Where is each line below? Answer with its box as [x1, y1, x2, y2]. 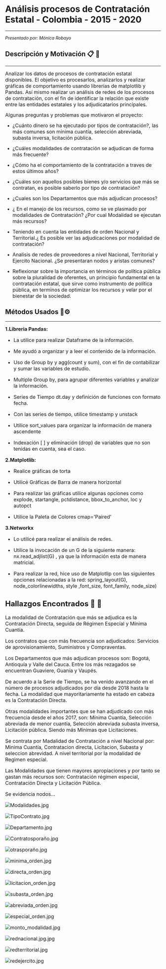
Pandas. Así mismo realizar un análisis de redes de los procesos [5, 88, 155, 95]
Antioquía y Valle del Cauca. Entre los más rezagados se [5, 661, 136, 668]
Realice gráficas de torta [13, 467, 71, 474]
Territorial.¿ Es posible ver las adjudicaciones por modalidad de [12, 234, 160, 241]
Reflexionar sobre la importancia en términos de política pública [12, 268, 161, 275]
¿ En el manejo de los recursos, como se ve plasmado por [12, 205, 147, 212]
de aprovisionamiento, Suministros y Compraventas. [5, 644, 127, 651]
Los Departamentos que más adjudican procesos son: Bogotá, [5, 655, 151, 662]
